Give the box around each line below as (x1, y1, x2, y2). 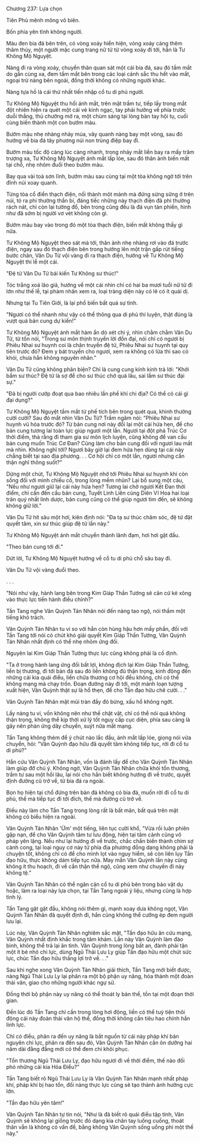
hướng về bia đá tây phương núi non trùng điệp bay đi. (6, 137, 140, 144)
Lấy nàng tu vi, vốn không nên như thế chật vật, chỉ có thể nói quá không (6, 710, 186, 716)
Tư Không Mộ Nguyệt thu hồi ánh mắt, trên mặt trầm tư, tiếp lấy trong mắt (6, 100, 187, 107)
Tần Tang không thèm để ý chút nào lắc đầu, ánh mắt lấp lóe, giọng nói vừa (6, 734, 192, 741)
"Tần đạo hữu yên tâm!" (6, 1099, 64, 1106)
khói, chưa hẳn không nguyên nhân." (6, 354, 97, 361)
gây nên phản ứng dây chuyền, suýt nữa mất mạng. (6, 722, 133, 730)
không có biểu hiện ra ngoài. (6, 813, 76, 820)
